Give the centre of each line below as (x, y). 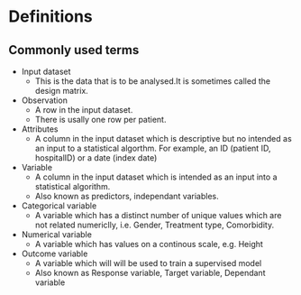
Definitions (51, 17)
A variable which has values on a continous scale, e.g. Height (149, 244)
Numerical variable (56, 235)
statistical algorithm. (73, 186)
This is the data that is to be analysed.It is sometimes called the (153, 81)
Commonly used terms (74, 50)
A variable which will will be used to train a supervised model (148, 263)
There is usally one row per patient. (100, 120)
